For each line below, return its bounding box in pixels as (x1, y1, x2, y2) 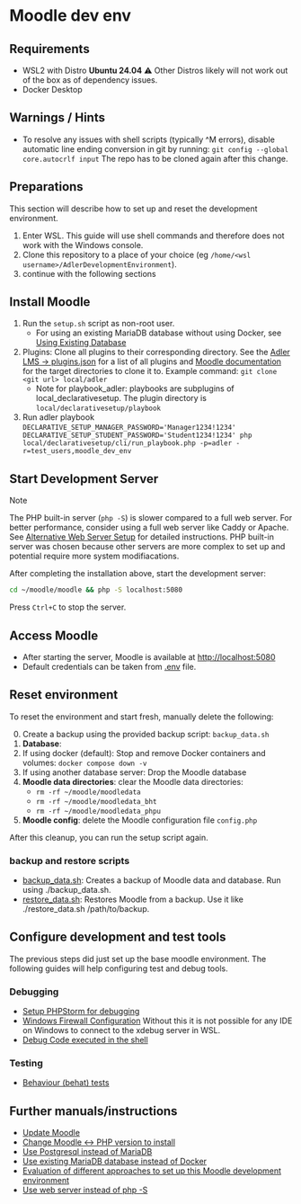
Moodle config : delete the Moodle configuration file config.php (22, 815, 258, 825)
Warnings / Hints (9, 110, 106, 126)
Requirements (9, 41, 90, 57)
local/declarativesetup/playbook (35, 404, 162, 414)
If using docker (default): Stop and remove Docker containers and (22, 747, 267, 758)
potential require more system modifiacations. (9, 550, 180, 562)
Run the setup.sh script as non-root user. (22, 318, 175, 329)
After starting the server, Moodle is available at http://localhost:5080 (22, 651, 276, 662)
